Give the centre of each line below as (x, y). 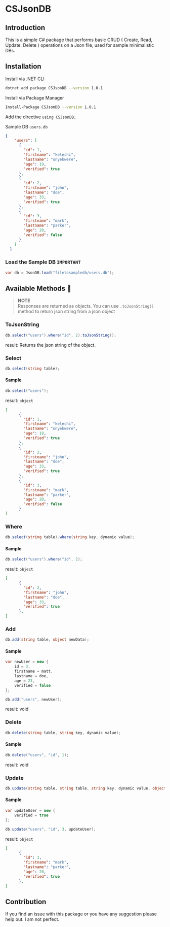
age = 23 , (25, 681)
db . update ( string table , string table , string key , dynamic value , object (86, 788)
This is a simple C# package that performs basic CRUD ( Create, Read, (79, 40)
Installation (23, 67)
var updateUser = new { (30, 811)
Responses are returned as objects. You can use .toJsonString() (86, 306)
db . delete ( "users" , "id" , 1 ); (37, 755)
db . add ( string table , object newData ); (47, 640)
